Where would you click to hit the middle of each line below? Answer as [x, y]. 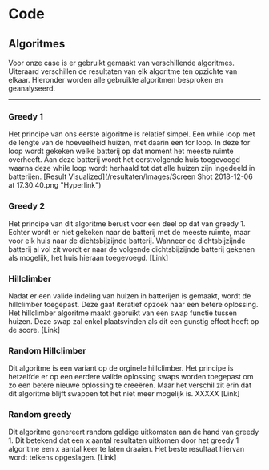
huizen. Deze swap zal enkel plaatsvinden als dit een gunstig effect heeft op [134, 321]
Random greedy [40, 415]
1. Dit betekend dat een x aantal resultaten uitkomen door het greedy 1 [124, 440]
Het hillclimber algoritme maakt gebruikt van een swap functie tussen [123, 313]
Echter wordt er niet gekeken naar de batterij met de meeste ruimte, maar [129, 232]
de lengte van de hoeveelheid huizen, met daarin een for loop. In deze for [129, 143]
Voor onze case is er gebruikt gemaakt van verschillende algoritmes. [121, 63]
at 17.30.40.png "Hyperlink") [55, 185]
